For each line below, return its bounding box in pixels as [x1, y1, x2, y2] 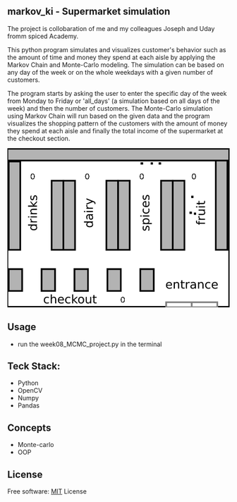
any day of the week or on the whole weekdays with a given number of [7, 68, 214, 76]
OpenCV [17, 386, 43, 395]
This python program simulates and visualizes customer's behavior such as [7, 45, 226, 54]
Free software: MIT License [7, 486, 87, 496]
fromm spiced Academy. [7, 32, 79, 40]
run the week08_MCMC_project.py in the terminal [17, 340, 162, 348]
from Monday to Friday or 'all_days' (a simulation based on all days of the [7, 97, 220, 105]
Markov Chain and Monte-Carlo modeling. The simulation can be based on [7, 60, 224, 69]
